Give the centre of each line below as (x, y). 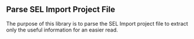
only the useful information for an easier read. (62, 30)
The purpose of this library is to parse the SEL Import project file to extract (97, 23)
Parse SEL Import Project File (61, 10)
